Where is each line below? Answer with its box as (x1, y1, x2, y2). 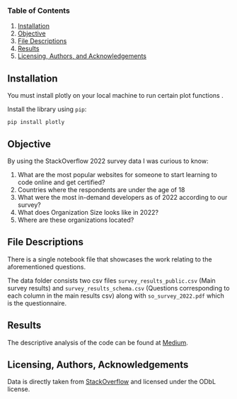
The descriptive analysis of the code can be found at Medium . (7, 338, 189, 347)
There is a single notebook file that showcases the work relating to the (7, 254, 212, 264)
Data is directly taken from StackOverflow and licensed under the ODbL (7, 378, 216, 386)
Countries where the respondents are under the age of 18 (17, 185, 185, 193)
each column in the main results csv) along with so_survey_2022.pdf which (7, 291, 225, 300)
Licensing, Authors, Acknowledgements (7, 359, 189, 371)
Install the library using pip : (7, 105, 87, 113)
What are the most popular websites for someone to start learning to (17, 170, 218, 179)
